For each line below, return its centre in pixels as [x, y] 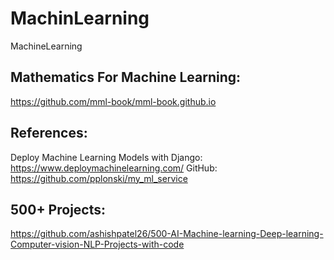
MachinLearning [80, 18]
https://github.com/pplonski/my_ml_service [99, 178]
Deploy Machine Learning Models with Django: [106, 157]
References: [49, 133]
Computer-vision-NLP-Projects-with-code [97, 244]
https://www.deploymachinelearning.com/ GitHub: [114, 168]
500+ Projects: [58, 209]
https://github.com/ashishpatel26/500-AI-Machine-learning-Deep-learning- [167, 234]
